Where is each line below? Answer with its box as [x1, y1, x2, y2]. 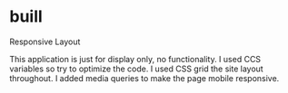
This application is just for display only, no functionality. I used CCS [9, 53, 262, 64]
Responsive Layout [9, 36, 81, 47]
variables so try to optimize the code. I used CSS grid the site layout [9, 63, 263, 74]
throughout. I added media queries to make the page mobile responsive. [9, 72, 280, 83]
